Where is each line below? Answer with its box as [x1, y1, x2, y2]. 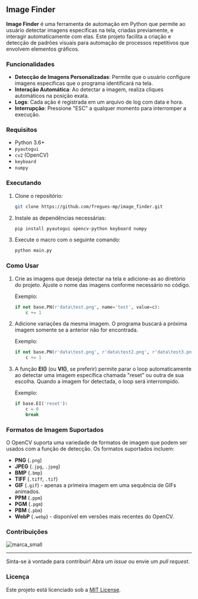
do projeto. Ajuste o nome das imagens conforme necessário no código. [14, 281, 190, 288]
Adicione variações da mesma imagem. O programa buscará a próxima [14, 320, 187, 327]
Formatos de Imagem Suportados [6, 425, 104, 433]
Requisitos [6, 126, 37, 134]
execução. [14, 111, 40, 118]
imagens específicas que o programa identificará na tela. [14, 80, 153, 87]
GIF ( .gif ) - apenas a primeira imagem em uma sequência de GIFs [14, 482, 177, 489]
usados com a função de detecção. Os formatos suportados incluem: [6, 445, 175, 452]
